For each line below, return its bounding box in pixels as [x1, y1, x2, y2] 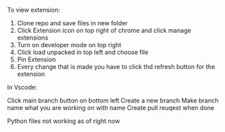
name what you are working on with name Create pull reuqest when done [7, 104, 215, 111]
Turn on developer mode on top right [16, 41, 121, 49]
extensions [16, 34, 49, 42]
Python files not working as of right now [7, 117, 120, 125]
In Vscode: [7, 83, 38, 91]
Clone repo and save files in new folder [16, 19, 128, 27]
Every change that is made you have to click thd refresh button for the [16, 63, 215, 70]
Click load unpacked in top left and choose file [16, 48, 149, 56]
